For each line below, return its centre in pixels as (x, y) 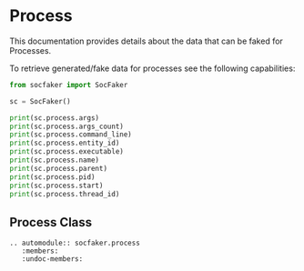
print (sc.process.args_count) (67, 126)
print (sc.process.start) (56, 186)
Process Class (51, 222)
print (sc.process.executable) (67, 152)
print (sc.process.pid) (52, 177)
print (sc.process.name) (55, 160)
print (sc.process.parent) (58, 168)
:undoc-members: (52, 259)
